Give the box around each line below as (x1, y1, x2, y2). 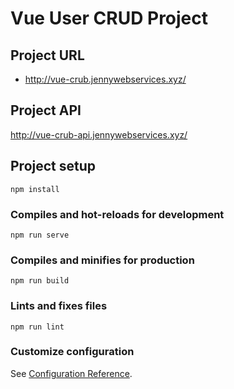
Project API (10, 102, 82, 119)
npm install (10, 184, 60, 194)
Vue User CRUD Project (10, 7, 209, 30)
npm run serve (10, 230, 70, 240)
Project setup (10, 158, 97, 175)
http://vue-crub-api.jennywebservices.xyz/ (10, 128, 188, 141)
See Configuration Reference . (10, 367, 133, 379)
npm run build (10, 276, 70, 286)
